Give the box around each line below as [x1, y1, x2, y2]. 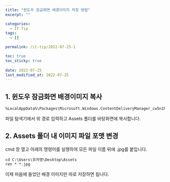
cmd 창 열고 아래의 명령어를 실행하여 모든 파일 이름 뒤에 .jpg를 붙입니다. [5, 146, 148, 152]
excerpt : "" [5, 12, 30, 17]
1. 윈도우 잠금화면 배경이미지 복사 [5, 92, 102, 101]
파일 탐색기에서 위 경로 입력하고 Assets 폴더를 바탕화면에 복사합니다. [5, 116, 141, 122]
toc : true [5, 54, 26, 59]
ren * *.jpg [5, 161, 30, 167]
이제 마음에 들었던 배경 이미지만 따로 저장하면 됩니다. [5, 171, 109, 177]
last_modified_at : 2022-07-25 [5, 72, 69, 77]
